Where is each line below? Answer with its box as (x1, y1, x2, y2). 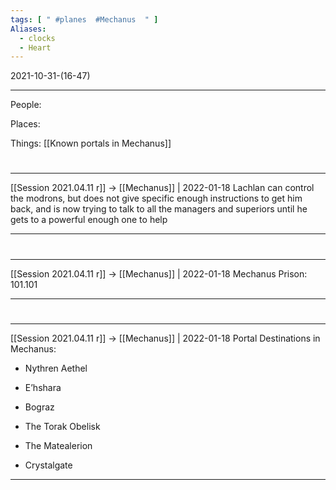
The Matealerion (24, 439, 93, 451)
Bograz (24, 401, 55, 413)
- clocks (19, 33, 56, 43)
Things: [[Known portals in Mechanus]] (10, 137, 172, 150)
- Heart (19, 42, 52, 53)
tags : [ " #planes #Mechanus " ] (10, 14, 159, 25)
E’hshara (24, 381, 62, 393)
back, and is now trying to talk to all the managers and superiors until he (10, 203, 308, 215)
